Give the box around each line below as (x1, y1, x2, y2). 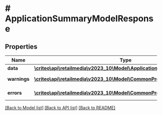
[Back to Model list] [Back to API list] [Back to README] (5, 105, 116, 111)
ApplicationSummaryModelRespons (5, 13, 154, 24)
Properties (5, 42, 38, 51)
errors (7, 89, 22, 96)
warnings (7, 76, 30, 82)
